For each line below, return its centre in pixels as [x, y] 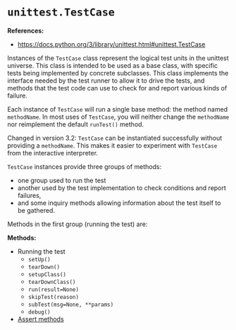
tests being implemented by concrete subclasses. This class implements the [118, 73]
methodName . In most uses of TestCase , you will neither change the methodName [118, 117]
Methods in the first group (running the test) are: [77, 224]
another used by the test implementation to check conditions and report [122, 188]
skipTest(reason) [54, 297]
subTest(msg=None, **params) [71, 305]
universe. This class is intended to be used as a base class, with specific [113, 65]
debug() [39, 312]
